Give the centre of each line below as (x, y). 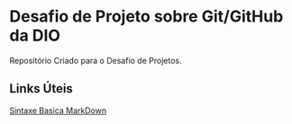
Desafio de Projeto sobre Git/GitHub (146, 17)
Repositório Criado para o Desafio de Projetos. (96, 60)
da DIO (35, 35)
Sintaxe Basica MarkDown (58, 111)
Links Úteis (41, 89)
